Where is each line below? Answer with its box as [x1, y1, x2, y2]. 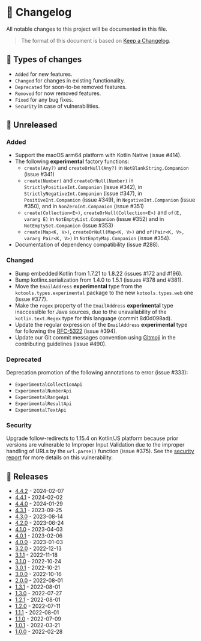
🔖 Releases [6, 471, 49, 482]
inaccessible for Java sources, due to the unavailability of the [14, 308, 167, 315]
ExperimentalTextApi [14, 407, 67, 413]
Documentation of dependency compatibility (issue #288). [14, 241, 160, 249]
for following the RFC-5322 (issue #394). [14, 327, 117, 335]
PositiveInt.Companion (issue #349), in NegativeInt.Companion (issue [23, 196, 196, 203]
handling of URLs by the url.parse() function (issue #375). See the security [6, 448, 194, 455]
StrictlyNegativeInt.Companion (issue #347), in [23, 190, 143, 197]
